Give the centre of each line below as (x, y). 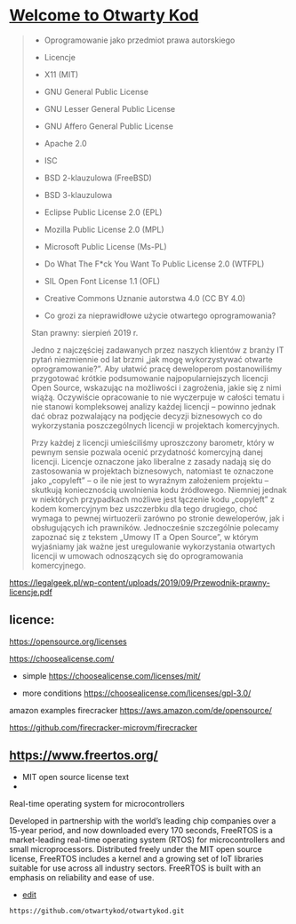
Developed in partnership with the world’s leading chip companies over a (143, 820)
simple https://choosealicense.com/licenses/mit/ (112, 675)
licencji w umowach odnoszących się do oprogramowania (137, 555)
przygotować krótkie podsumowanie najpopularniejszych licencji (149, 378)
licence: (32, 620)
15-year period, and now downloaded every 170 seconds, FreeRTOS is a (141, 830)
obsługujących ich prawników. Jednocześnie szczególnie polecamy (155, 527)
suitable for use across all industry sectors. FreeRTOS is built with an (135, 868)
